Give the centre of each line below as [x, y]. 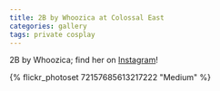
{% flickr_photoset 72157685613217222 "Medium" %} [110, 77]
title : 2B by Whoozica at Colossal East [87, 18]
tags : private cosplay [52, 34]
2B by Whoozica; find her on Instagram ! [84, 60]
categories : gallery [49, 26]
